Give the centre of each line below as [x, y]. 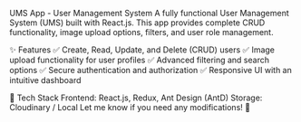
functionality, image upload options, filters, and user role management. [141, 32]
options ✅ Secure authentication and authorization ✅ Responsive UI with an [150, 70]
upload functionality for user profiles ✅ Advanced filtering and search [140, 60]
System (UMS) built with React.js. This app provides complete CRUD [137, 23]
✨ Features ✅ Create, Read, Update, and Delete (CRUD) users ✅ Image [142, 50]
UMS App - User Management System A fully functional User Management [150, 13]
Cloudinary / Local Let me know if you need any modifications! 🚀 [130, 107]
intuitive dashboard [45, 80]
